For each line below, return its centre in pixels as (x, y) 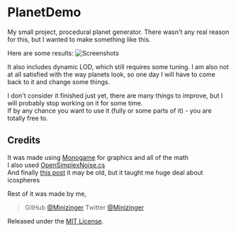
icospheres (24, 180)
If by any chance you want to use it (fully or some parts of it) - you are (109, 110)
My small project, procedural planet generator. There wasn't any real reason (118, 32)
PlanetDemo (44, 12)
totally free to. (28, 118)
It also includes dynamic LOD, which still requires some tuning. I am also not (118, 66)
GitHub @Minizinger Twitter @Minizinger (84, 207)
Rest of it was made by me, (47, 193)
